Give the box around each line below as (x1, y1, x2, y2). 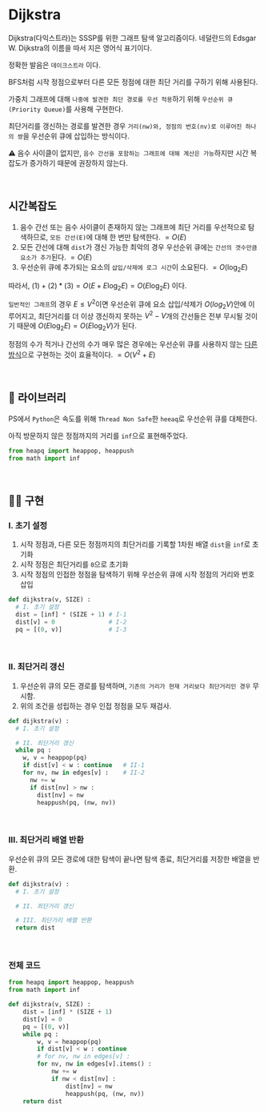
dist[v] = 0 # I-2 (15, 618, 127, 626)
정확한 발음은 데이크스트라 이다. (8, 60, 102, 70)
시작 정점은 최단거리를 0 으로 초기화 (19, 560, 129, 569)
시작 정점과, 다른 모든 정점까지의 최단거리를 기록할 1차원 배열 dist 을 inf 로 (19, 540, 250, 549)
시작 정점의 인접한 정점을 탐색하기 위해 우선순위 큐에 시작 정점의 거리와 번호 (19, 570, 255, 580)
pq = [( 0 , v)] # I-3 (15, 625, 127, 633)
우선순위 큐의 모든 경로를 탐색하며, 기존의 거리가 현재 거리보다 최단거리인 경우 (19, 680, 251, 690)
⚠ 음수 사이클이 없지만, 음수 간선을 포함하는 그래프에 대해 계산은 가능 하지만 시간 (8, 148, 250, 158)
